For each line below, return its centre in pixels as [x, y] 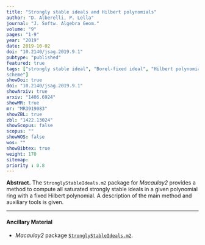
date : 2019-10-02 [28, 46]
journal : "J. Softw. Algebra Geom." [53, 23]
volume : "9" [21, 29]
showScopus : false [30, 126]
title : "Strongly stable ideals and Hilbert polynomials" [81, 12]
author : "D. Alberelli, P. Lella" [50, 18]
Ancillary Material [30, 222]
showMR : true [23, 103]
